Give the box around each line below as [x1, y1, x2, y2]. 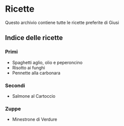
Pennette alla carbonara [12, 70, 61, 76]
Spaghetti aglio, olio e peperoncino [12, 60, 83, 65]
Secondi [5, 82, 25, 89]
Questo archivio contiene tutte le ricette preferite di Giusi [5, 20, 120, 25]
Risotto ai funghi [12, 64, 45, 70]
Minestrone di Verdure [12, 116, 58, 123]
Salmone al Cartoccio [12, 93, 56, 99]
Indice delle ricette [5, 34, 63, 42]
